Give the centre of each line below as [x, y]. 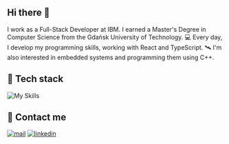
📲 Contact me [37, 117]
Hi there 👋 [29, 13]
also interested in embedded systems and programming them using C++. [111, 57]
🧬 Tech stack [35, 79]
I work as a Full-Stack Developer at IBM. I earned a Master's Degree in [107, 29]
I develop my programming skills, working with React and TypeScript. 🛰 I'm [115, 47]
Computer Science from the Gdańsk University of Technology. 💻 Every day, [115, 37]
